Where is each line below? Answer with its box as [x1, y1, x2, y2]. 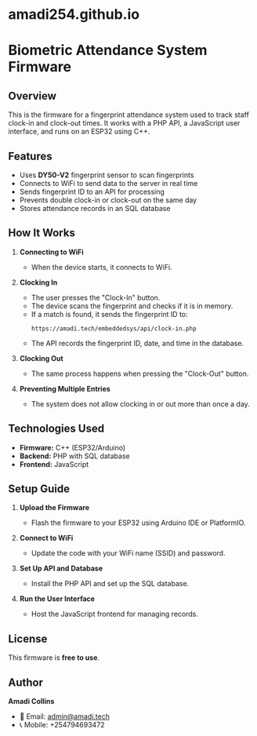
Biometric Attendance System [8, 42, 208, 60]
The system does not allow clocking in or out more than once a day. [31, 399, 251, 409]
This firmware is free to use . [8, 653, 100, 662]
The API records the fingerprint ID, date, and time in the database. [31, 338, 244, 348]
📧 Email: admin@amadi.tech [19, 712, 110, 721]
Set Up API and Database [19, 563, 103, 574]
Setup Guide [8, 483, 71, 496]
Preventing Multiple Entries [19, 384, 111, 393]
